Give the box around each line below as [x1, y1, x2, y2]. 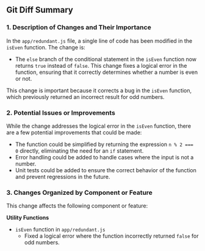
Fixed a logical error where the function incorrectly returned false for [24, 232, 199, 240]
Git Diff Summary [6, 5, 73, 15]
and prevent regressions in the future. [15, 173, 110, 180]
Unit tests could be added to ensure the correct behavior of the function [15, 166, 197, 173]
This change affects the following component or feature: [6, 202, 148, 209]
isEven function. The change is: [6, 43, 85, 51]
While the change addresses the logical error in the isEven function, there [6, 122, 191, 129]
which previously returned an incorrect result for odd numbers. [6, 93, 165, 100]
